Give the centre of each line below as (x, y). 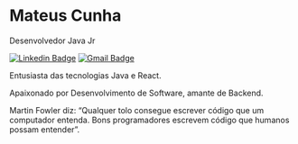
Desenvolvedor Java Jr (52, 40)
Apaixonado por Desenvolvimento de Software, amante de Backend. (136, 93)
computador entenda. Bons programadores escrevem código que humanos (149, 120)
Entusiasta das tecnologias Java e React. (85, 75)
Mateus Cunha (65, 16)
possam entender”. (45, 129)
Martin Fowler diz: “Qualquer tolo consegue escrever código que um (137, 110)
